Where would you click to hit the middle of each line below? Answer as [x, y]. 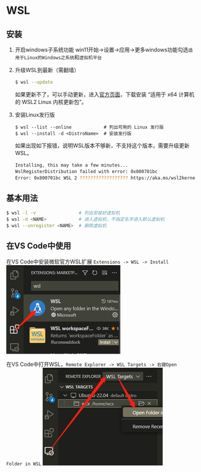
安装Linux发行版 [35, 114]
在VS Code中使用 [39, 246]
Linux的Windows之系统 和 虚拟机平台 [63, 57]
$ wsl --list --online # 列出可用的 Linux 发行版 [89, 127]
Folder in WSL [24, 464]
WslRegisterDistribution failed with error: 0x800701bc [86, 171]
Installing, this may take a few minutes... [71, 165]
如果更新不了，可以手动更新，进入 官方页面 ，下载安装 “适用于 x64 [96, 94]
